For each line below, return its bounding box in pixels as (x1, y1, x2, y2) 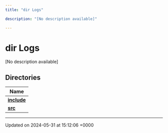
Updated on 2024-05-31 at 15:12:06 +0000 (5, 122, 94, 128)
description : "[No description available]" (5, 16, 97, 21)
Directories (5, 73, 41, 81)
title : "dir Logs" (5, 7, 43, 12)
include (7, 96, 26, 103)
